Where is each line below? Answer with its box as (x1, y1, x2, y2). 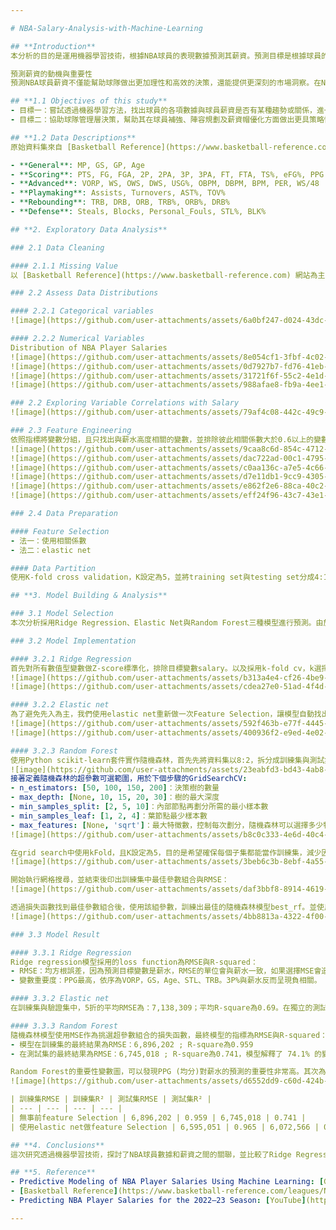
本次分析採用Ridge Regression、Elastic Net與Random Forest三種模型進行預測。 (10, 618, 317, 628)
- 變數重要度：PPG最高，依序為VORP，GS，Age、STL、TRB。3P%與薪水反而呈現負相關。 (10, 976, 322, 986)
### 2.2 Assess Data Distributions (10, 288, 159, 298)
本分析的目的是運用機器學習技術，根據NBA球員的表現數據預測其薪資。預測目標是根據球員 (10, 51, 322, 61)
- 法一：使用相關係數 (10, 536, 87, 546)
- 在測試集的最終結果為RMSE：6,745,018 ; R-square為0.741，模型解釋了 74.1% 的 (10, 1049, 322, 1059)
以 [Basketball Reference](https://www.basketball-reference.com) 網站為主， (10, 270, 333, 280)
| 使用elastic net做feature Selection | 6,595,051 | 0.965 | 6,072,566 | (10, 1122, 320, 1132)
